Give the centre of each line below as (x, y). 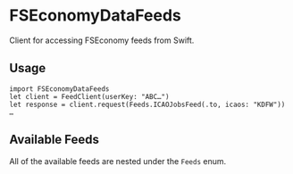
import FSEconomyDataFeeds (59, 89)
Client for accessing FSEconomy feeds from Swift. (102, 40)
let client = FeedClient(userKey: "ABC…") (89, 96)
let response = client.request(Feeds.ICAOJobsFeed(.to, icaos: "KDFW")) (147, 104)
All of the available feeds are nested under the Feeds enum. (118, 161)
